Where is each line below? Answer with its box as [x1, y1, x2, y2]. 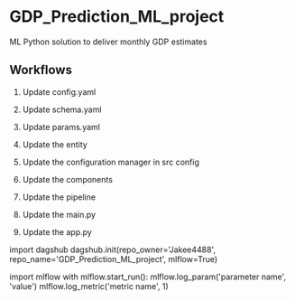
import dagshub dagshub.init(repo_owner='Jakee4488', [9, 244, 217, 255]
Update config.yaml [22, 86, 97, 97]
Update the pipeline [22, 192, 97, 202]
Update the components [22, 174, 113, 184]
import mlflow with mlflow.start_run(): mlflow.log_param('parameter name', [9, 271, 287, 282]
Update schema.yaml [22, 104, 102, 115]
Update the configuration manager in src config [22, 156, 200, 167]
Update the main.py [22, 209, 97, 220]
